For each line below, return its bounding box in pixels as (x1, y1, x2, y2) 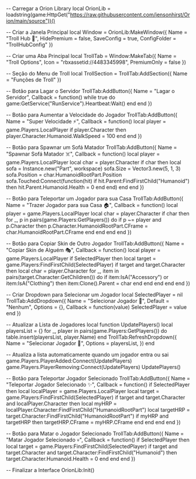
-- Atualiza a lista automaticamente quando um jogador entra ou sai (6, 351, 169, 358)
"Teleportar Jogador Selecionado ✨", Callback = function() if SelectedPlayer (6, 381, 190, 388)
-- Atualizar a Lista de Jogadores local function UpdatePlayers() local (6, 321, 173, 328)
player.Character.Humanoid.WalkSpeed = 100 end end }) (6, 133, 142, 139)
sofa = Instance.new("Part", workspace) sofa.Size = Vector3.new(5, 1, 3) (6, 165, 181, 172)
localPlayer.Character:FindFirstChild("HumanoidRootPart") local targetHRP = (6, 406, 190, 413)
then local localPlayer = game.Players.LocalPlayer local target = (6, 388, 160, 394)
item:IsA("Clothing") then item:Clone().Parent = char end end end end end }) (6, 280, 190, 287)
